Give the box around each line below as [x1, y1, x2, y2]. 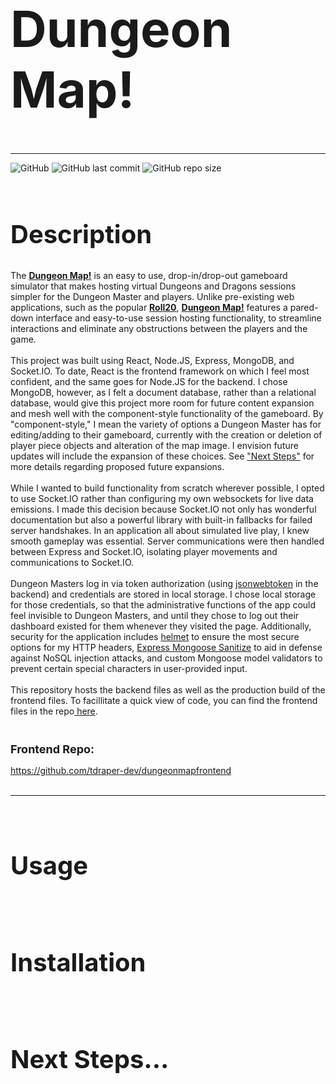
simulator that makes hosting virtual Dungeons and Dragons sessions [10, 280, 297, 292]
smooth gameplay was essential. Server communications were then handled [10, 535, 325, 547]
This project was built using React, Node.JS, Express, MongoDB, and [10, 354, 295, 366]
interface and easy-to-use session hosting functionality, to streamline [35, 312, 322, 324]
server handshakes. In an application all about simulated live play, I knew [10, 524, 310, 536]
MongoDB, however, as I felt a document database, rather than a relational [10, 386, 317, 398]
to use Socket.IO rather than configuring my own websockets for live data [10, 492, 314, 504]
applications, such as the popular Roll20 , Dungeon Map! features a [10, 301, 288, 313]
